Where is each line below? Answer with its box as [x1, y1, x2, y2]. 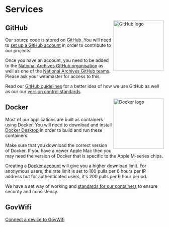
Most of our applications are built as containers [5, 116, 103, 122]
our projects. [5, 48, 32, 53]
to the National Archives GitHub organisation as [5, 63, 104, 68]
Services [5, 4, 44, 15]
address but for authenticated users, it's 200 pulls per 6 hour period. [5, 173, 147, 179]
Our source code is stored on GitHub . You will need [5, 37, 112, 43]
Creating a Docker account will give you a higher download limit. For [5, 163, 147, 169]
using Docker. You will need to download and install [5, 122, 112, 128]
